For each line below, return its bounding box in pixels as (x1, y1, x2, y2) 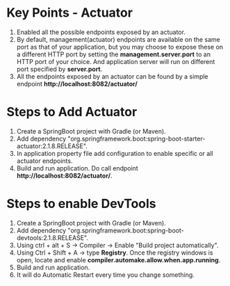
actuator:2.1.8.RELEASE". (16, 141, 88, 150)
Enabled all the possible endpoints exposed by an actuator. (16, 28, 186, 36)
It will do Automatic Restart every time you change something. (16, 270, 195, 279)
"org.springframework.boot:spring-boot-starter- (67, 134, 206, 143)
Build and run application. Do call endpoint (16, 164, 138, 172)
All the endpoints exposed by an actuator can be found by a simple (16, 72, 209, 81)
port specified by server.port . (16, 65, 103, 73)
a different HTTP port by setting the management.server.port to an (16, 50, 211, 58)
